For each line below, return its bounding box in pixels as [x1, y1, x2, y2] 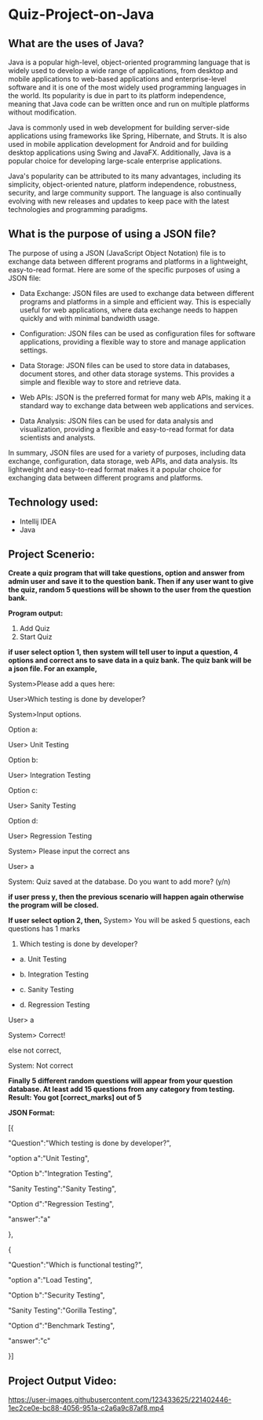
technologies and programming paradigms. [8, 205, 148, 214]
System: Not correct [8, 1061, 74, 1071]
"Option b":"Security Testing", [8, 1290, 105, 1300]
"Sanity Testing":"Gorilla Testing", [8, 1305, 118, 1316]
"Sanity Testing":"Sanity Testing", [8, 1184, 116, 1194]
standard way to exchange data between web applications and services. [19, 400, 254, 410]
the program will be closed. [8, 900, 100, 910]
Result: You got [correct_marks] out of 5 [8, 1093, 142, 1102]
